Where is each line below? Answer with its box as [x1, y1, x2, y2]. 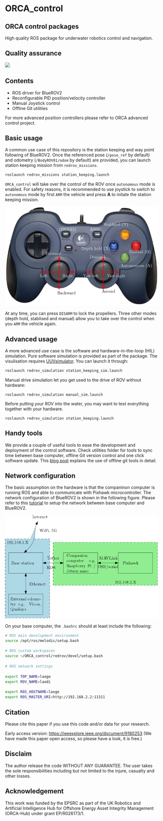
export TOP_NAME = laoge [5, 674, 51, 679]
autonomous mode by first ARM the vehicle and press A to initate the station [5, 192, 151, 198]
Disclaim [5, 750, 32, 758]
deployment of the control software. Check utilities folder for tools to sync [5, 447, 153, 453]
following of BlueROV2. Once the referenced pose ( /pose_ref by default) [5, 152, 150, 158]
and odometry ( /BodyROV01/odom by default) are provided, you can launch [5, 157, 151, 163]
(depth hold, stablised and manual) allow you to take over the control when [5, 316, 154, 322]
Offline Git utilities [12, 105, 48, 111]
